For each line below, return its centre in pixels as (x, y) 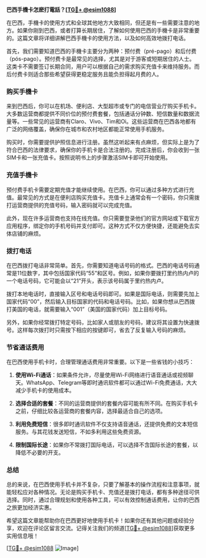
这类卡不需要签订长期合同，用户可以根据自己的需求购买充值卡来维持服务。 (100, 66)
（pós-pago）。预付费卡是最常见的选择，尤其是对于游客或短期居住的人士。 (101, 59)
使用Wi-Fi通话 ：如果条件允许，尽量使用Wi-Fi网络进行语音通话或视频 (101, 375)
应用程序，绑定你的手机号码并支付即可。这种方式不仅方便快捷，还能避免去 (100, 226)
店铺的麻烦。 (28, 234)
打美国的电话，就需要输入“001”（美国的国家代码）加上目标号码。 (88, 309)
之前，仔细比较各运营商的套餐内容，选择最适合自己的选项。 (90, 411)
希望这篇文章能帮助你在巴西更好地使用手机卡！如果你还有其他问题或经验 (97, 521)
